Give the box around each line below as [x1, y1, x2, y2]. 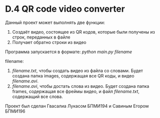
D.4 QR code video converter [5, 3, 125, 15]
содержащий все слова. [12, 94, 63, 99]
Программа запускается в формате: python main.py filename [5, 49, 132, 55]
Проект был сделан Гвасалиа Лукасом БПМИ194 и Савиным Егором [5, 103, 149, 109]
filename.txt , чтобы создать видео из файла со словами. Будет [12, 67, 143, 74]
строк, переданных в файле [12, 34, 70, 40]
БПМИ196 [5, 108, 25, 114]
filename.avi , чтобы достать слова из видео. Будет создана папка [12, 83, 149, 89]
